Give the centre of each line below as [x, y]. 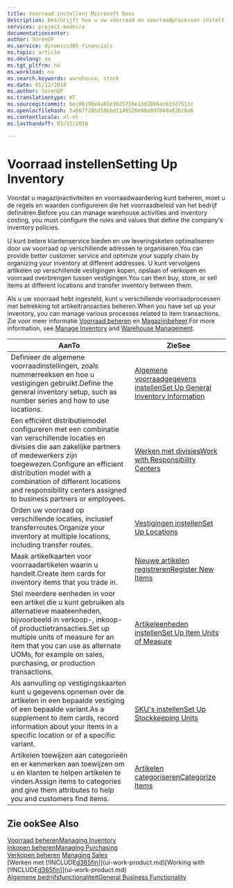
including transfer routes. [52, 545]
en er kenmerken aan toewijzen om [68, 764]
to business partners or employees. [68, 499]
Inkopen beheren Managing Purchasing [62, 848]
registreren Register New [174, 570]
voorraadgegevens [165, 379]
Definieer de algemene [48, 357]
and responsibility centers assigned [69, 490]
